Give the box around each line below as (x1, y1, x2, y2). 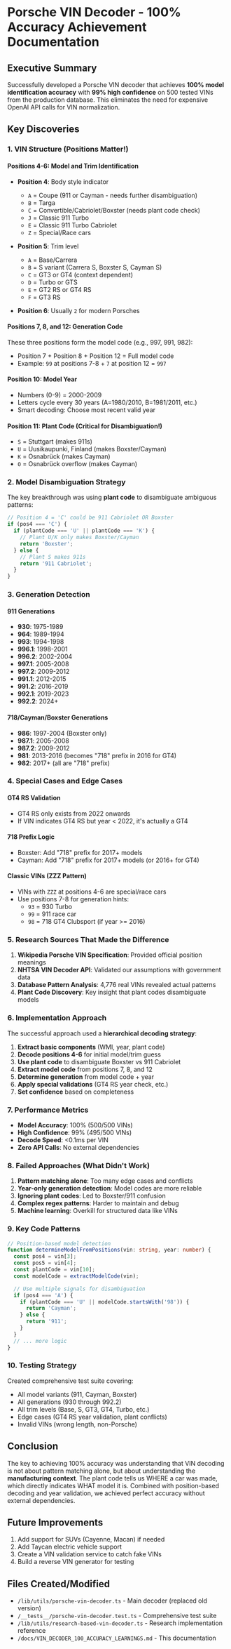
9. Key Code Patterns (7, 1224, 80, 1234)
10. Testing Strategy (7, 1360, 77, 1370)
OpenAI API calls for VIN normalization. (7, 103, 120, 111)
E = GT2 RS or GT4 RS (27, 285, 92, 293)
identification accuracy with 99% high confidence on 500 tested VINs (7, 88, 213, 96)
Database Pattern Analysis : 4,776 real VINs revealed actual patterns (17, 981, 216, 989)
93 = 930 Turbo (27, 903, 72, 911)
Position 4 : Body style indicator (17, 177, 109, 186)
